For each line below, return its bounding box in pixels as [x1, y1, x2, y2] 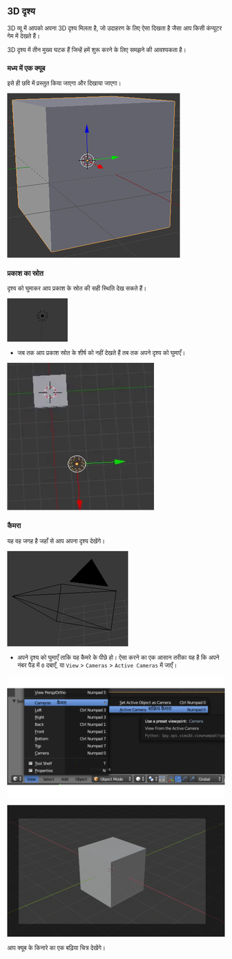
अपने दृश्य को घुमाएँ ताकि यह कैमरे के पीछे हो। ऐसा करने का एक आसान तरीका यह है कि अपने [17, 653, 220, 661]
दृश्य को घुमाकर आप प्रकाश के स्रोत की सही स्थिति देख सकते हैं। [7, 284, 147, 293]
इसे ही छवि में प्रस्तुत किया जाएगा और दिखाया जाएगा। [7, 79, 122, 87]
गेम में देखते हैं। [7, 31, 40, 40]
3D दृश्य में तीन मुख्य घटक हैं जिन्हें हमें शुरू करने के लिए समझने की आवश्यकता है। [7, 45, 186, 54]
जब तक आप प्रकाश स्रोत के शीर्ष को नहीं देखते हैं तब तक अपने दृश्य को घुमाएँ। [17, 349, 186, 357]
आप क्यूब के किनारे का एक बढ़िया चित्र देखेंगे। [7, 943, 106, 951]
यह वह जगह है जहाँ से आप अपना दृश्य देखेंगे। [7, 537, 106, 545]
